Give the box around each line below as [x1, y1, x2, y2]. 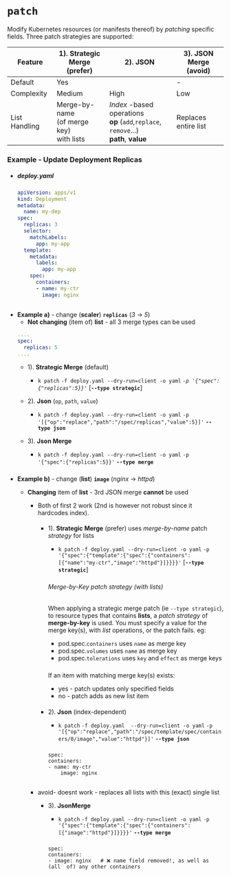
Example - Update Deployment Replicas [7, 155, 142, 164]
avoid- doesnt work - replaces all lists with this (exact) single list [37, 788, 220, 796]
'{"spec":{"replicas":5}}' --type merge [37, 459, 154, 466]
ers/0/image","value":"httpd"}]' [58, 735, 154, 742]
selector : [23, 228, 52, 235]
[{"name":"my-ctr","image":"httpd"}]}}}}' [58, 559, 182, 567]
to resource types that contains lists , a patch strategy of [47, 611, 208, 620]
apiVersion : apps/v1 [16, 189, 76, 196]
